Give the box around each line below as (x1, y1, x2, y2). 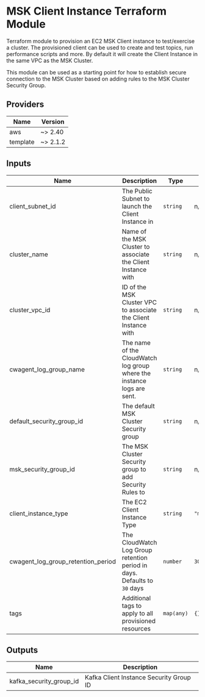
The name (121, 338, 151, 347)
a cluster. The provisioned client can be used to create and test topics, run (6, 44, 193, 51)
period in (121, 561, 148, 570)
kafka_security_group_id (9, 677, 79, 685)
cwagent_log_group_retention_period (9, 557, 116, 565)
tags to (121, 601, 142, 610)
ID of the (121, 282, 146, 291)
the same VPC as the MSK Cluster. (6, 57, 93, 64)
